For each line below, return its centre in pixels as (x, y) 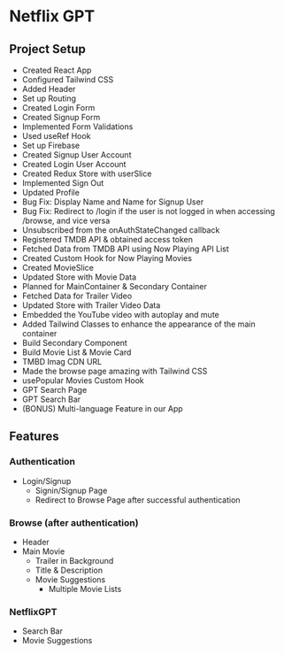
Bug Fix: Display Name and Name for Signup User (113, 202)
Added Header (49, 89)
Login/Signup (46, 481)
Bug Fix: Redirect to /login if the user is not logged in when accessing (149, 211)
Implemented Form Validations (77, 127)
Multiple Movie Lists (85, 589)
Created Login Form (58, 108)
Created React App (57, 70)
